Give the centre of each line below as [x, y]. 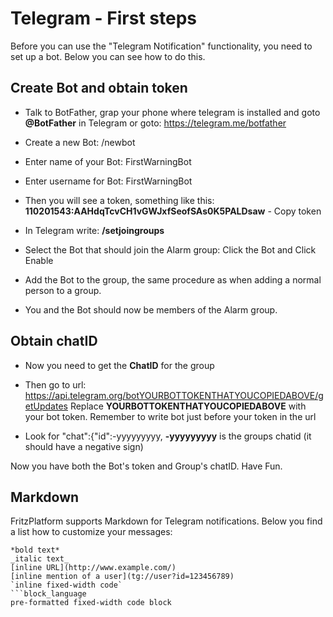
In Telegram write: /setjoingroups [94, 230]
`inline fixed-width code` [66, 585]
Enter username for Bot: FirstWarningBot [108, 181]
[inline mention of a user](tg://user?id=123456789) [122, 577]
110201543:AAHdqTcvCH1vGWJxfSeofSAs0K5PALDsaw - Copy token [173, 211]
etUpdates [46, 406]
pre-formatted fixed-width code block [91, 603]
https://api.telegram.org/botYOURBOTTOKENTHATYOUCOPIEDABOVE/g [174, 395]
